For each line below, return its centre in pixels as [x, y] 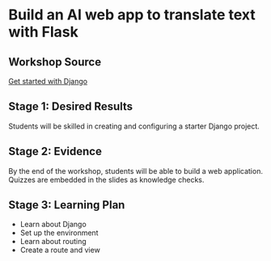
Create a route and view [60, 250]
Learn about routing [53, 242]
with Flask [43, 32]
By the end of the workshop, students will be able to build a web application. [135, 170]
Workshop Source [55, 62]
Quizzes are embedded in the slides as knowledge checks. [106, 179]
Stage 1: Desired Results [71, 107]
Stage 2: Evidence [55, 152]
